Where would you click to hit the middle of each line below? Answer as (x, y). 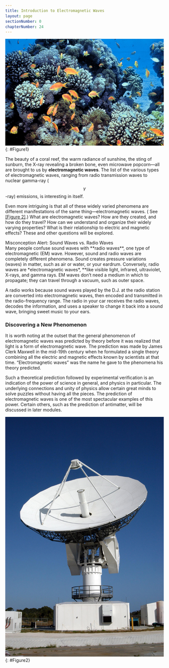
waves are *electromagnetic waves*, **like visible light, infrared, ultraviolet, (83, 269)
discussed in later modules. (34, 410)
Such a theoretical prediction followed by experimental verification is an (79, 378)
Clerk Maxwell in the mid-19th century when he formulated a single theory (82, 352)
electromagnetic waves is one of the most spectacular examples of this (79, 399)
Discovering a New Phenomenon (46, 324)
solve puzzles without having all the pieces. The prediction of (69, 394)
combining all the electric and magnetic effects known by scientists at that (82, 357)
